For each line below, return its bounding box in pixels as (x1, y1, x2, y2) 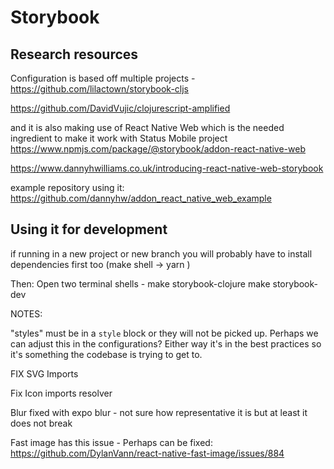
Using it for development (10, 221, 168, 238)
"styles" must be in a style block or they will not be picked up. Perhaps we (10, 327, 319, 339)
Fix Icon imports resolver (10, 387, 113, 399)
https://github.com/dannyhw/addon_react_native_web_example (10, 192, 272, 204)
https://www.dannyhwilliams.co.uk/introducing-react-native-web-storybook (10, 162, 324, 174)
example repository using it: (10, 182, 125, 193)
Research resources (10, 46, 139, 63)
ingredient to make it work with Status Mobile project (10, 132, 228, 144)
